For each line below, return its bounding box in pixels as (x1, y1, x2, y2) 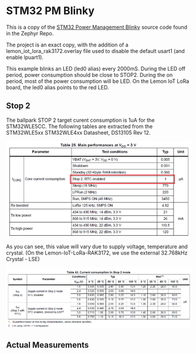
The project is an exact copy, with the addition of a (6, 41, 129, 48)
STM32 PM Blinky (6, 4, 95, 18)
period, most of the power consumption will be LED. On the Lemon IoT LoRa (6, 78, 190, 85)
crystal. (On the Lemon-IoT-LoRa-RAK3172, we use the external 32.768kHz (6, 249, 188, 256)
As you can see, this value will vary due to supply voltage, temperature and (6, 243, 188, 250)
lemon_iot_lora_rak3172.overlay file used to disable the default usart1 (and (6, 47, 185, 54)
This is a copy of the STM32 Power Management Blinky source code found (6, 24, 188, 31)
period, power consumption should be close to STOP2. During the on (6, 71, 173, 78)
